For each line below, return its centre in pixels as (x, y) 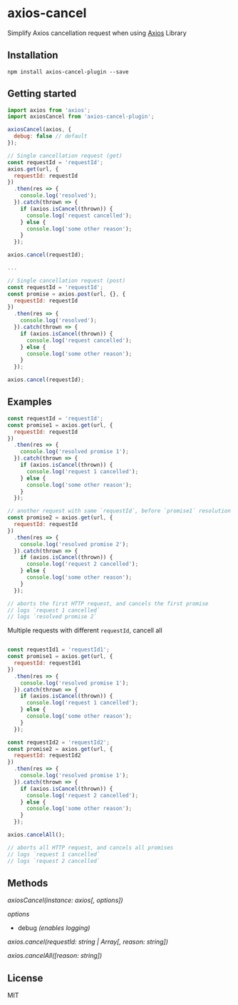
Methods (28, 883)
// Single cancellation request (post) (67, 281)
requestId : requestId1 (47, 663)
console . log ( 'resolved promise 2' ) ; (75, 544)
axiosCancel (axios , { (40, 130)
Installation (33, 55)
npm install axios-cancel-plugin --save (68, 72)
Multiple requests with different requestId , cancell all (85, 630)
